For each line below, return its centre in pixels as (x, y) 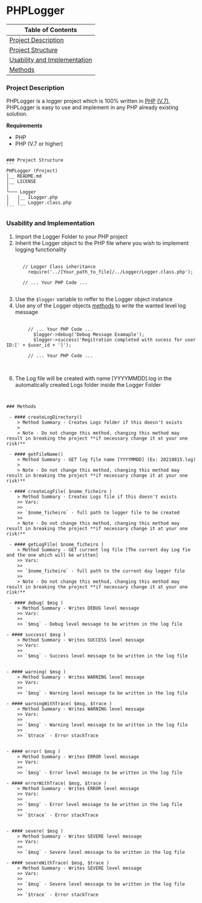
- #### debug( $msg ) (36, 603)
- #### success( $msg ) (36, 634)
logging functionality (41, 249)
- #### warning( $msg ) (36, 672)
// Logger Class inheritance (59, 267)
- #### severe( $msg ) (35, 831)
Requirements (24, 126)
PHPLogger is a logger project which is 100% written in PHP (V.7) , (88, 101)
